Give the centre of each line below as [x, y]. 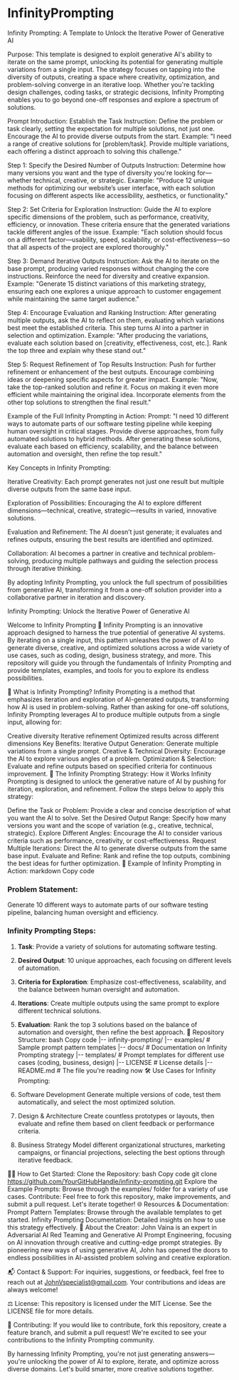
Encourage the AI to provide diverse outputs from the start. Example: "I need [119, 136]
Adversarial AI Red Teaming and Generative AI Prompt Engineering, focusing [119, 1235]
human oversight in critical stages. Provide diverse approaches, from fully [116, 431]
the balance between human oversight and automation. [99, 989]
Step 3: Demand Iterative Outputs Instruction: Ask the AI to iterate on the [113, 261]
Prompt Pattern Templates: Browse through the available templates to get [115, 1212]
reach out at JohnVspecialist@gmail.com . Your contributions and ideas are [117, 1282]
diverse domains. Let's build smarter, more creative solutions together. [111, 1369]
